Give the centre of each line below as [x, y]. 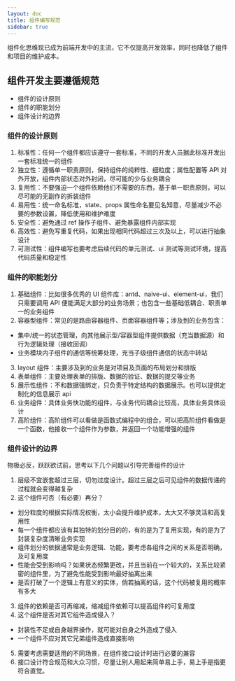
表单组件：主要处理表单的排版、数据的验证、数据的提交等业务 [106, 376]
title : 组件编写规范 [34, 20]
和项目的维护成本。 [35, 56]
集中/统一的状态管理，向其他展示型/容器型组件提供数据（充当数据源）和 [121, 335]
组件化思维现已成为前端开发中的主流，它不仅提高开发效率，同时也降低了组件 [117, 48]
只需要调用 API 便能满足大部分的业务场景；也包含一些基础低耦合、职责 [119, 302]
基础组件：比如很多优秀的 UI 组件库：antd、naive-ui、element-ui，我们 [120, 294]
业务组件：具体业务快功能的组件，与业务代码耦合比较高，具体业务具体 [119, 402]
